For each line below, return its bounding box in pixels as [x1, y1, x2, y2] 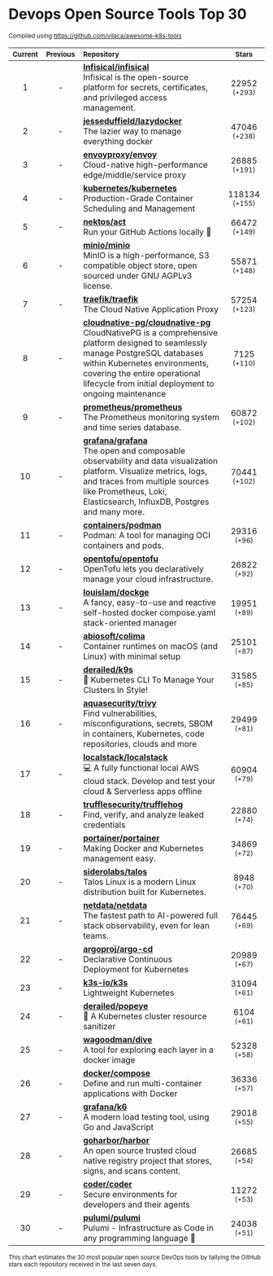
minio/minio [82, 239, 131, 251]
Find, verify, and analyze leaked [82, 809, 205, 820]
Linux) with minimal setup [82, 651, 181, 662]
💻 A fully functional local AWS [82, 762, 199, 774]
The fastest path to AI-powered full [82, 910, 218, 921]
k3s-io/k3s [82, 976, 128, 988]
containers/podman [82, 519, 162, 530]
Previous [45, 50, 76, 59]
